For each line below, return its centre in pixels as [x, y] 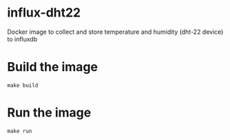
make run [20, 131]
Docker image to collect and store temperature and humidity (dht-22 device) [115, 32]
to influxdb [22, 39]
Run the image [49, 113]
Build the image [53, 67]
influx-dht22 [44, 13]
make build [23, 85]
